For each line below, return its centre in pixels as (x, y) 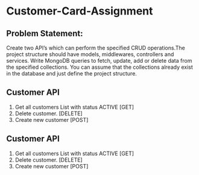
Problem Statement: (45, 33)
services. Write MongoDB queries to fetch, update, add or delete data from (99, 61)
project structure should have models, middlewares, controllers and (90, 54)
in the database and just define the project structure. (72, 73)
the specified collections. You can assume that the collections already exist (99, 67)
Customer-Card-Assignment (80, 11)
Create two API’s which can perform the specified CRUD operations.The (96, 48)
